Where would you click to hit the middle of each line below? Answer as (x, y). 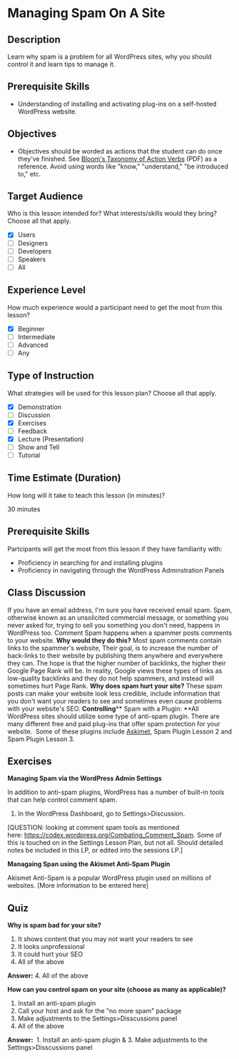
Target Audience (45, 197)
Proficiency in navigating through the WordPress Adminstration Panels (121, 570)
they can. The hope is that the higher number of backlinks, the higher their (117, 663)
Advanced (33, 345)
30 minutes (24, 509)
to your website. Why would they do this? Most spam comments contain (115, 640)
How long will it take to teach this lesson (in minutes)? (86, 495)
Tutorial (29, 455)
